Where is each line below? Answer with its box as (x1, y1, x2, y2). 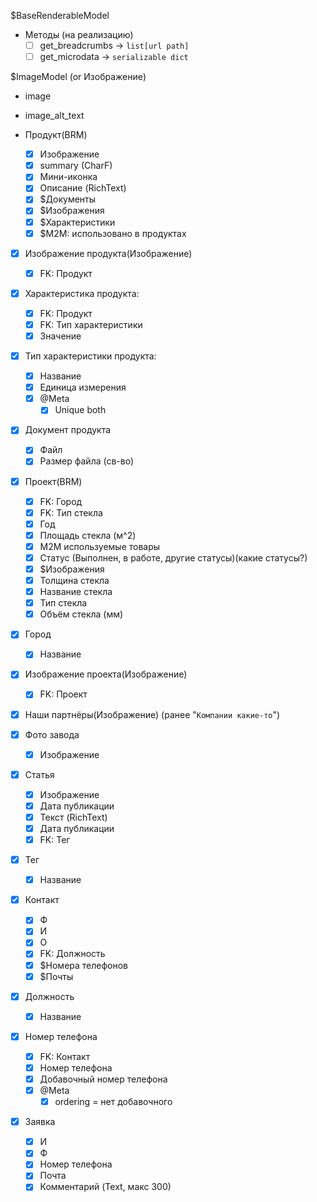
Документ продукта (24, 424, 112, 436)
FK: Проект (39, 688, 88, 700)
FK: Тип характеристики (39, 318, 143, 330)
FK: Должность (39, 948, 106, 960)
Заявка (24, 1116, 56, 1128)
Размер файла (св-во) (39, 455, 135, 467)
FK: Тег (39, 834, 71, 845)
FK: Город (39, 495, 83, 507)
